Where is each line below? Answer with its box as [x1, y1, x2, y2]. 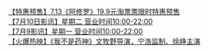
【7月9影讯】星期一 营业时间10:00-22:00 [8, 27, 144, 36]
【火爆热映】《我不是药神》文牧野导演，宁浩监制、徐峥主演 [8, 36, 201, 46]
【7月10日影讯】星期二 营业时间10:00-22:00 [8, 17, 153, 26]
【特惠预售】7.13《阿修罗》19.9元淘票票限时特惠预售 [8, 7, 180, 16]
